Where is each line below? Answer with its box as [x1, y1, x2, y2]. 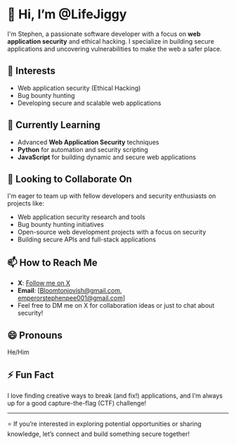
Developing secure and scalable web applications [17, 99, 162, 107]
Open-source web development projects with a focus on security [17, 228, 206, 237]
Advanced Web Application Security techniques [17, 137, 159, 146]
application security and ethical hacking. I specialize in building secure [7, 37, 214, 45]
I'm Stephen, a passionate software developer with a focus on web [7, 30, 201, 38]
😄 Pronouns [7, 329, 63, 341]
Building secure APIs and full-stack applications [17, 235, 157, 244]
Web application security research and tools [17, 213, 145, 221]
